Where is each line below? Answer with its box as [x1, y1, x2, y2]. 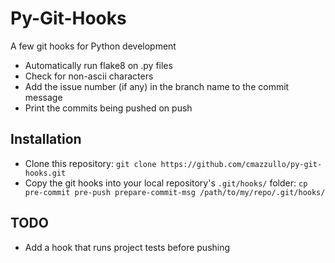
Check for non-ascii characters [24, 70, 154, 82]
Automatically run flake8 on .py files [24, 59, 173, 71]
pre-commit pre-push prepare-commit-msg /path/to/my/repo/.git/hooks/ [24, 187, 326, 197]
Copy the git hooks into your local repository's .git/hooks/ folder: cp [24, 177, 308, 189]
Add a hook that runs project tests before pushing [24, 241, 231, 253]
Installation [10, 131, 82, 148]
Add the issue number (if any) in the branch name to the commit [24, 80, 290, 92]
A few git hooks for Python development [10, 40, 177, 52]
